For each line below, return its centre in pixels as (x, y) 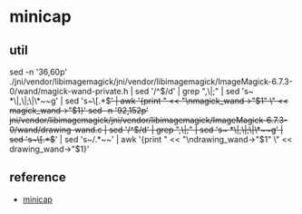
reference (38, 177)
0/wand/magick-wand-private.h (69, 91)
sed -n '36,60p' (39, 72)
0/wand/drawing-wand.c (56, 130)
